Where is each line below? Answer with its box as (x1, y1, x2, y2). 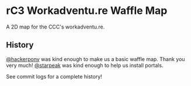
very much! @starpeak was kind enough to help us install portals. (6, 62, 164, 69)
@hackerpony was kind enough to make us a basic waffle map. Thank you (6, 55, 185, 62)
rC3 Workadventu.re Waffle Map (6, 4, 168, 17)
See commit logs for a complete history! (6, 73, 102, 80)
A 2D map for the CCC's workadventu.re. (6, 23, 105, 30)
